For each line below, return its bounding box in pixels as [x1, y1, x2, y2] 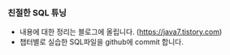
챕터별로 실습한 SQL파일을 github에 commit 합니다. [19, 37, 184, 47]
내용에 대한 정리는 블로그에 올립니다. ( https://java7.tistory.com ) [19, 27, 223, 37]
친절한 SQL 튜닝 [7, 6, 67, 18]
